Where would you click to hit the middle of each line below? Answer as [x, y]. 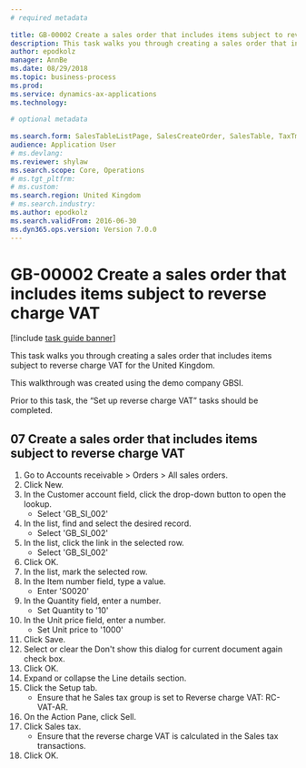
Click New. [44, 485]
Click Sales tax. [52, 727]
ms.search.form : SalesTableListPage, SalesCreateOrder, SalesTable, [143, 136]
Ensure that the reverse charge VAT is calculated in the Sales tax [158, 736]
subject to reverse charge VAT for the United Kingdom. [113, 366]
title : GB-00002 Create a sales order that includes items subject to [147, 35]
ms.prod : [27, 86]
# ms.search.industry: [53, 204]
